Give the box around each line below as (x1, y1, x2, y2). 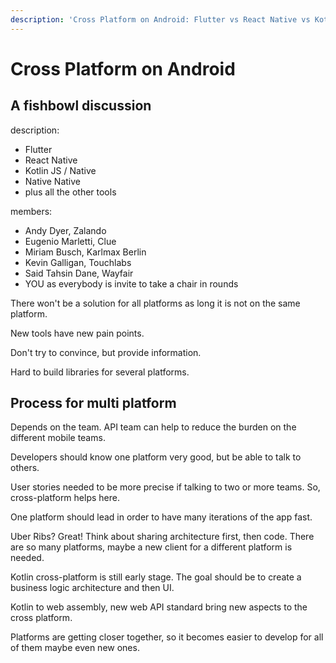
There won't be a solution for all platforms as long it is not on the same (10, 297, 301, 309)
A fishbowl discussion (10, 97, 152, 115)
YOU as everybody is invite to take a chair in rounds (24, 277, 239, 290)
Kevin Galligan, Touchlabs (24, 256, 132, 268)
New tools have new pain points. (10, 327, 145, 339)
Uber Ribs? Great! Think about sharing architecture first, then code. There (10, 531, 315, 543)
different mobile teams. (10, 432, 106, 444)
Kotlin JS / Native (24, 164, 97, 176)
